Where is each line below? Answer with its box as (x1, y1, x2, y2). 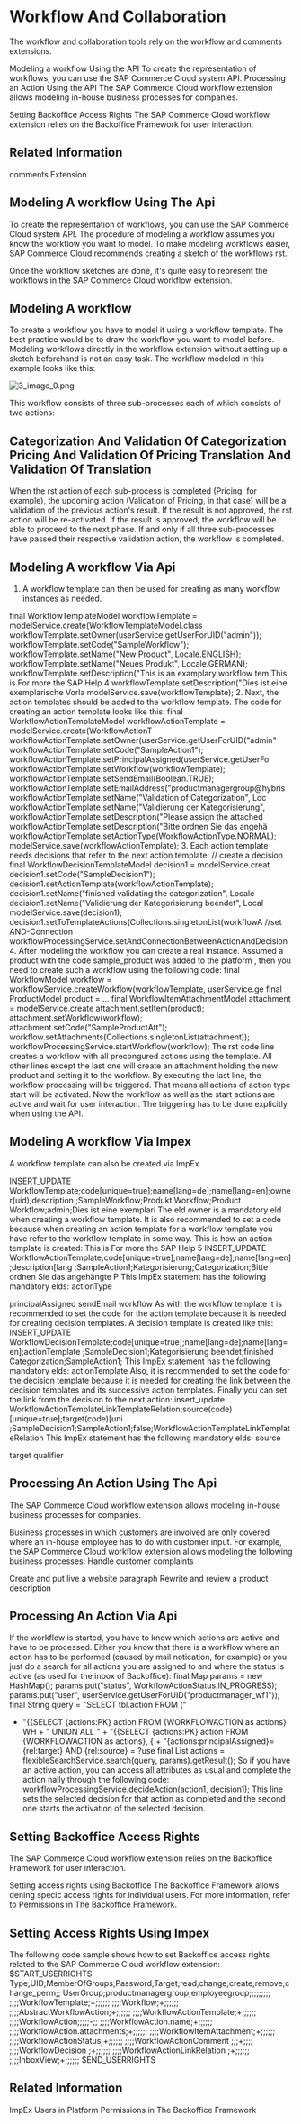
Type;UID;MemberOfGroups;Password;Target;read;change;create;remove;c (9, 1978, 290, 1989)
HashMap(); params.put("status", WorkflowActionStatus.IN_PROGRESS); (9, 1680, 278, 1691)
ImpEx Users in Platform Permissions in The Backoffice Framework (9, 2104, 257, 2115)
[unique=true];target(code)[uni (9, 1412, 123, 1424)
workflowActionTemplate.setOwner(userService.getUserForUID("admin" (9, 735, 277, 745)
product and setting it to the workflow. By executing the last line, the (9, 1070, 262, 1080)
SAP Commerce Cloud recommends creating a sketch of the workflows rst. (9, 248, 288, 259)
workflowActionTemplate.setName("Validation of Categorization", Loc (9, 793, 267, 803)
